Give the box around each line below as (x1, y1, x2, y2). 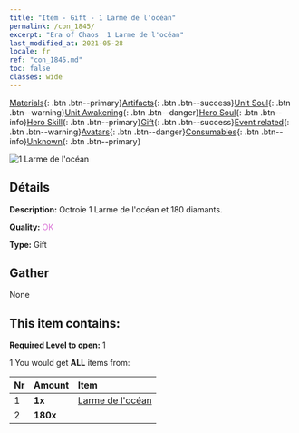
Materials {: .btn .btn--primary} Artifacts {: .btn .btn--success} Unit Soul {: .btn (9, 97, 292, 108)
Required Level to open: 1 (9, 340, 106, 350)
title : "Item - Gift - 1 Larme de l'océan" (9, 13, 177, 23)
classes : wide (9, 73, 63, 82)
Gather (9, 265, 50, 280)
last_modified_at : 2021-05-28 (9, 38, 124, 48)
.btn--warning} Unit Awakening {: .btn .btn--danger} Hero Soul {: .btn (9, 106, 259, 118)
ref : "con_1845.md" (9, 55, 83, 64)
